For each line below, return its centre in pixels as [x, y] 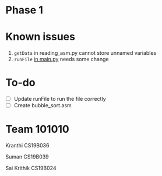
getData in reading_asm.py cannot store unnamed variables [85, 53]
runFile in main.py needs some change [61, 59]
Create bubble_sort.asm [43, 105]
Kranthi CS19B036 [27, 146]
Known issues [40, 37]
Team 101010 [37, 129]
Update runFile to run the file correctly [60, 99]
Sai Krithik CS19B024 [31, 168]
